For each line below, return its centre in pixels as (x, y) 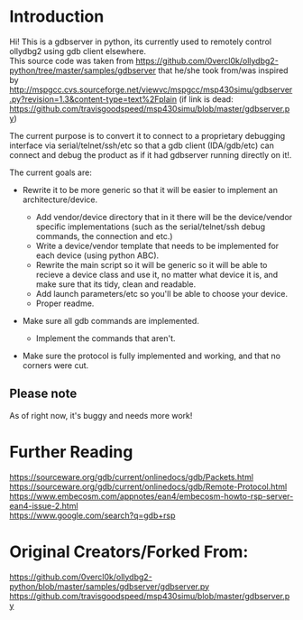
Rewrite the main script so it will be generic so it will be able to (151, 264)
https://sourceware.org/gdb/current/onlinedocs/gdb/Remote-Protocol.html (148, 486)
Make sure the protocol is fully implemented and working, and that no (151, 356)
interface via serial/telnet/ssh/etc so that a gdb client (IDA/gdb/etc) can (142, 145)
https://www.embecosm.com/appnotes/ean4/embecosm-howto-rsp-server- (151, 496)
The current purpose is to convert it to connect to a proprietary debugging (147, 135)
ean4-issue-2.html (44, 505)
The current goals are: (50, 172)
